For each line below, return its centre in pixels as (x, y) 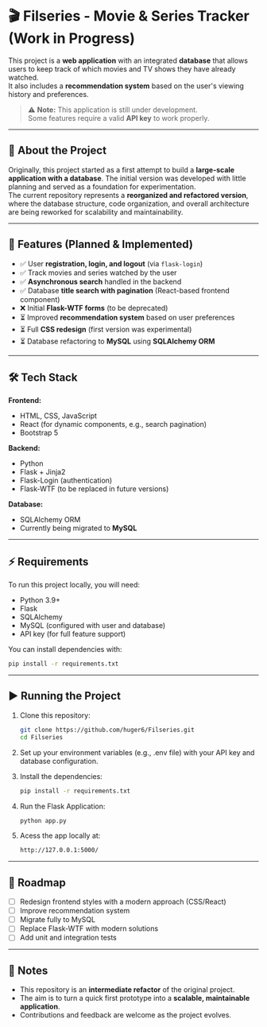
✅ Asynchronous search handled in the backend (101, 281)
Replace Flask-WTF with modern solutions (89, 928)
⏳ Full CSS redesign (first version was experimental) (106, 329)
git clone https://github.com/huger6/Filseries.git (107, 730)
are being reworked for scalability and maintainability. (96, 211)
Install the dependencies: (61, 776)
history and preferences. (48, 94)
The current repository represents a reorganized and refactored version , (128, 195)
